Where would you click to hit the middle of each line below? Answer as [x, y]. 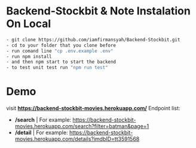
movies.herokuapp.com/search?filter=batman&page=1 [82, 126]
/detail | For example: [41, 132]
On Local [29, 24]
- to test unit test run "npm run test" [57, 68]
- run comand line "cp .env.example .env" [60, 51]
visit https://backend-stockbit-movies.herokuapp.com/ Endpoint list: [93, 108]
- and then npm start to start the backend [61, 62]
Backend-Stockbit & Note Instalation [99, 11]
